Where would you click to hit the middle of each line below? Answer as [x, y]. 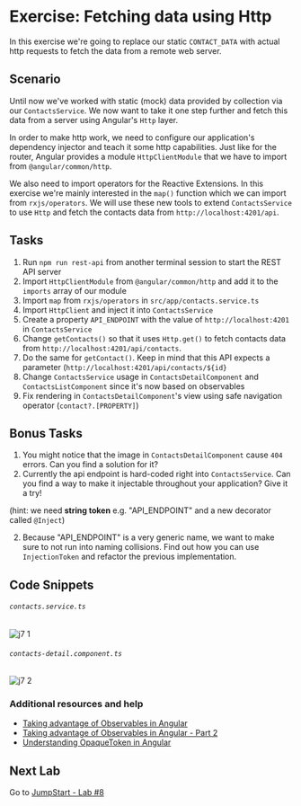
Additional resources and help [76, 704]
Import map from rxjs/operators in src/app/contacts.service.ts [141, 300]
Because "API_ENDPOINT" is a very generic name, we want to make [148, 537]
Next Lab [35, 771]
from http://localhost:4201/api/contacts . [102, 348]
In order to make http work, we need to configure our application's [132, 137]
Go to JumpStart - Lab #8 [57, 793]
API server [42, 271]
